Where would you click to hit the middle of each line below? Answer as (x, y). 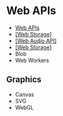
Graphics (24, 79)
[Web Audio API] (36, 41)
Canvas (25, 94)
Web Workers (32, 60)
